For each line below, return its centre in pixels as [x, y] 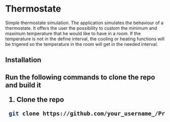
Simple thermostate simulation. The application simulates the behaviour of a [84, 23]
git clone [24, 113]
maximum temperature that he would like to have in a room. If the [73, 33]
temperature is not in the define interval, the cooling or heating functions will [85, 39]
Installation [23, 60]
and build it [23, 85]
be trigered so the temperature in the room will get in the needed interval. [82, 44]
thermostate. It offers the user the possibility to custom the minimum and [81, 28]
